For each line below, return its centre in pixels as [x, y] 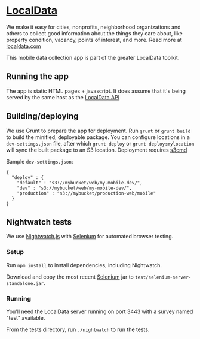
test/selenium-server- [163, 277]
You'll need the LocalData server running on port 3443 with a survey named [100, 311]
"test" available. [26, 317]
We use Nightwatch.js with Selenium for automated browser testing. [90, 237]
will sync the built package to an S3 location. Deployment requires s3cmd [97, 150]
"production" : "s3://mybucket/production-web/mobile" [87, 193]
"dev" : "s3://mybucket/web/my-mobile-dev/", [75, 188]
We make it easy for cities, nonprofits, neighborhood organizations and [93, 27]
